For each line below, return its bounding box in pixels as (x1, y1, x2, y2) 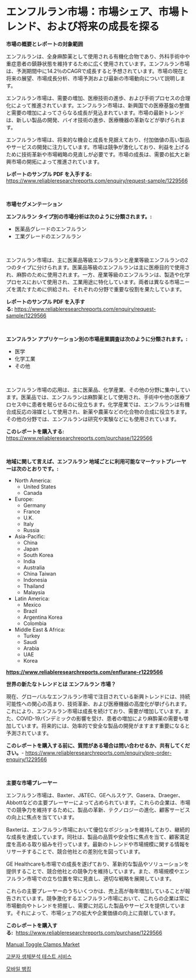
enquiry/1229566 (6, 756, 47, 763)
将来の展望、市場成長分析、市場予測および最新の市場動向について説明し (6, 74, 180, 82)
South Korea (23, 551, 54, 559)
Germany (23, 501, 46, 509)
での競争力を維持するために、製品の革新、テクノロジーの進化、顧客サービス (6, 806, 190, 813)
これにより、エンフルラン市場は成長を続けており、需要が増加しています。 (6, 707, 184, 714)
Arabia (23, 645, 40, 652)
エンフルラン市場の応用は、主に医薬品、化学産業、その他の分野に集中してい (6, 386, 191, 393)
